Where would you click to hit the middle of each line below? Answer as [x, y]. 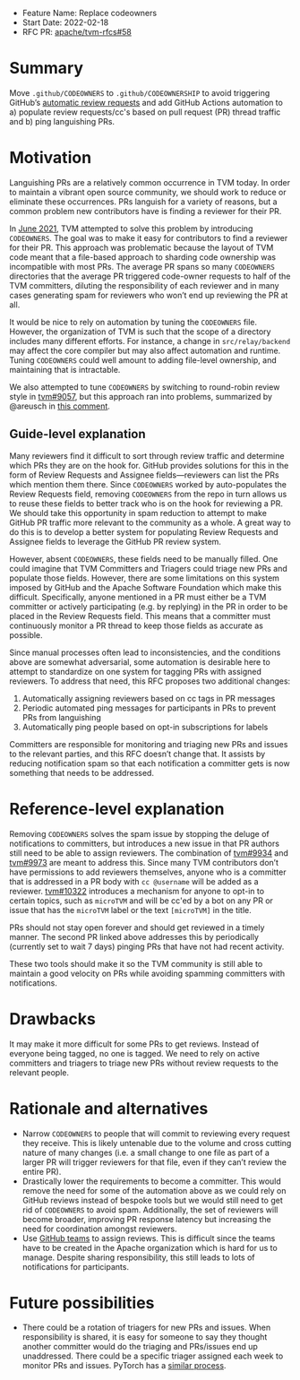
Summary [46, 69]
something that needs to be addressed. [82, 772]
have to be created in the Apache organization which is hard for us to [150, 1247]
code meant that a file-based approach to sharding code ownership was [142, 257]
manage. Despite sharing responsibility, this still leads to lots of [138, 1257]
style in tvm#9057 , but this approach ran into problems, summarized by [141, 396]
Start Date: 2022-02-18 [65, 22]
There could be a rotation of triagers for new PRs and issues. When [146, 1328]
